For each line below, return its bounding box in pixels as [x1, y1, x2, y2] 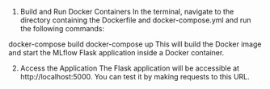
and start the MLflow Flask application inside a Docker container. [8, 48, 225, 57]
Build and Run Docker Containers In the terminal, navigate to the [19, 7, 234, 16]
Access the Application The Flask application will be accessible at [19, 63, 240, 73]
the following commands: [19, 24, 105, 33]
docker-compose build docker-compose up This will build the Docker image [8, 39, 262, 49]
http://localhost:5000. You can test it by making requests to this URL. [19, 72, 251, 81]
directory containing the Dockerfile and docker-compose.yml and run [19, 15, 252, 25]
